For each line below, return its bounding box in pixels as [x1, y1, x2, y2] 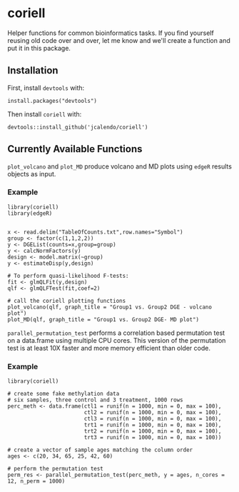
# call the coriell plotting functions [7, 297, 126, 304]
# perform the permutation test [7, 466, 103, 473]
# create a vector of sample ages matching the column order [7, 446, 193, 454]
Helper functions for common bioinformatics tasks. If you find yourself [7, 29, 214, 37]
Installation [7, 64, 59, 76]
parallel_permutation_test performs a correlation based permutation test [7, 328, 225, 337]
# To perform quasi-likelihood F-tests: [7, 272, 130, 279]
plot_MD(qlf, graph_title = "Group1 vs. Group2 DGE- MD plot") [7, 316, 200, 323]
